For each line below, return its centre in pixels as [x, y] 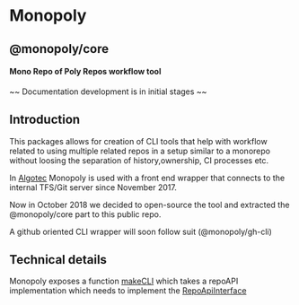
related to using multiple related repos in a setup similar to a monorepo [140, 151]
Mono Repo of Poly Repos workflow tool [85, 72]
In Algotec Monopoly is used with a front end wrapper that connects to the [147, 178]
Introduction [45, 120]
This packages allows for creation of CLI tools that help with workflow [138, 141]
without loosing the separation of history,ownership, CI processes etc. [139, 160]
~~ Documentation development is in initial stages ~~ [108, 91]
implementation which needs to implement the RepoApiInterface [128, 291]
